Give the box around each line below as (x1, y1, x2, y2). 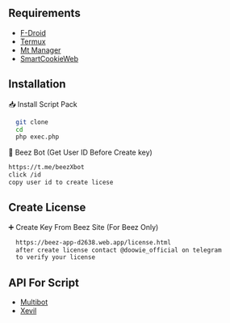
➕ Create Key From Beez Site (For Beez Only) (8, 222, 159, 232)
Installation (8, 77, 66, 91)
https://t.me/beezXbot (8, 164, 85, 172)
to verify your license (15, 253, 95, 261)
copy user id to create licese (8, 178, 114, 186)
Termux (19, 36, 46, 46)
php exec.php (15, 133, 60, 141)
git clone (15, 117, 48, 126)
